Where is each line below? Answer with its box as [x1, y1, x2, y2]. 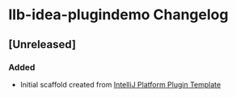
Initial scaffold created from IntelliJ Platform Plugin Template [19, 79, 221, 89]
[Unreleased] [8, 38, 77, 51]
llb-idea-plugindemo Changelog [8, 6, 229, 24]
